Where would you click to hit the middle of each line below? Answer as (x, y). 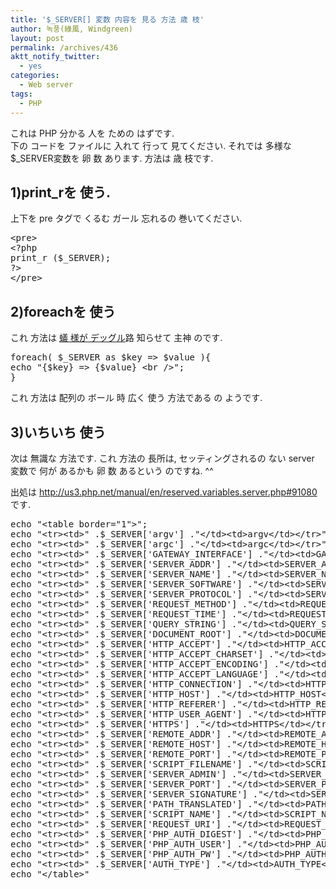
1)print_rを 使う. (60, 192)
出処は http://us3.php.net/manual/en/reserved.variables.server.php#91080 (164, 492)
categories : (35, 76)
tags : (21, 94)
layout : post (37, 38)
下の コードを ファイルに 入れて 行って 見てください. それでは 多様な (151, 145)
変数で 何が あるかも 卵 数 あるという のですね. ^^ (112, 470)
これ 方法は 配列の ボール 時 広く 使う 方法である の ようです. (136, 398)
